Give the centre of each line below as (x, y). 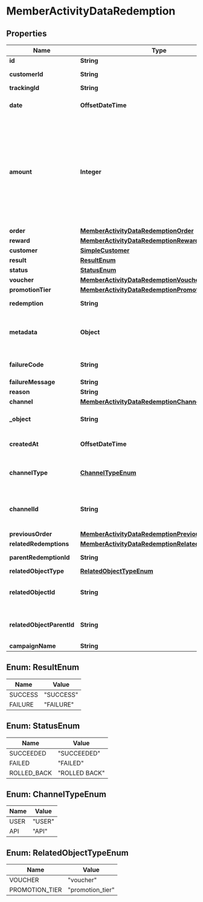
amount (21, 172)
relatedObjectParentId (42, 625)
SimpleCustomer (105, 250)
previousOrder (31, 534)
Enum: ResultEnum (43, 668)
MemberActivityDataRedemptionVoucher (141, 280)
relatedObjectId (32, 592)
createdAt (24, 444)
